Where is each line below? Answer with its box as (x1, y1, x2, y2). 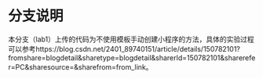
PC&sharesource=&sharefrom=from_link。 (15, 62, 153, 71)
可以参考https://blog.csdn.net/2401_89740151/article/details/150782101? (8, 44, 241, 53)
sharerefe (224, 52, 256, 63)
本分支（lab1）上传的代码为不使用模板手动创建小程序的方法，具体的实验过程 (8, 34, 255, 44)
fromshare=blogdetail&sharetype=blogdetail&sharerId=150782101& (8, 52, 225, 63)
